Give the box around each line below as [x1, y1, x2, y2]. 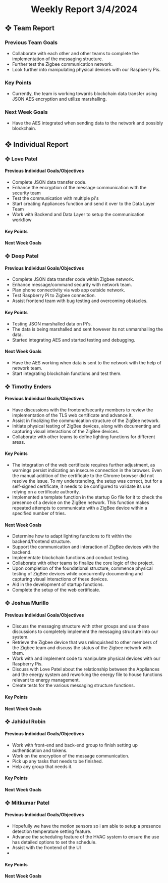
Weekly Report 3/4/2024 [30, 4, 138, 15]
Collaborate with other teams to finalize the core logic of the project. [12, 560, 154, 566]
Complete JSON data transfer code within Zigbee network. [12, 276, 134, 282]
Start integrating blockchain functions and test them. [12, 370, 122, 376]
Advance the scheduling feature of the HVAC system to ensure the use [12, 833, 159, 839]
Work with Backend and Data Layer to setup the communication [12, 211, 145, 217]
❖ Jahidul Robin [5, 718, 46, 725]
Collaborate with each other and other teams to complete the [12, 50, 139, 56]
